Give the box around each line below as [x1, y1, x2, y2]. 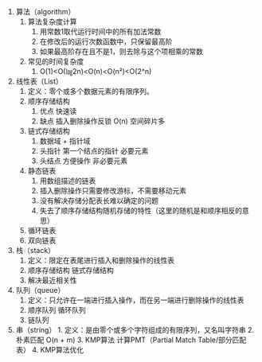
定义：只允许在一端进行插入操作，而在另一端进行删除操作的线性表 [27, 295, 244, 305]
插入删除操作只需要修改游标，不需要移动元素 [39, 186, 187, 195]
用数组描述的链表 [39, 176, 96, 185]
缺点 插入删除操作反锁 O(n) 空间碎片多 [39, 116, 166, 126]
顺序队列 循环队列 [27, 306, 86, 314]
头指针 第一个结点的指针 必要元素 [39, 146, 149, 155]
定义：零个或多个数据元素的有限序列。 [27, 87, 154, 95]
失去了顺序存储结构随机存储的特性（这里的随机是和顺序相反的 [39, 206, 243, 215]
